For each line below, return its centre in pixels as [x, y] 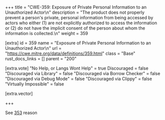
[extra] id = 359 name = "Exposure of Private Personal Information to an [78, 43]
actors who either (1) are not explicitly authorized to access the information [81, 23]
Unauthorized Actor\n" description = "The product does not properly [75, 12]
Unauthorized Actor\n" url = [33, 48]
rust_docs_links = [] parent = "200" [41, 59]
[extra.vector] [19, 94]
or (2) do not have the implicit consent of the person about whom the [75, 28]
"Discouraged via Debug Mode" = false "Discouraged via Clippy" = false [79, 79]
